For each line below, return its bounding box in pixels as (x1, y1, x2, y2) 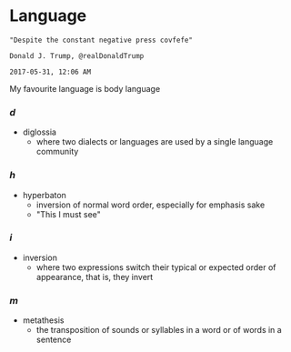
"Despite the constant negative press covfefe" (9, 35, 194, 45)
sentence (35, 334, 72, 346)
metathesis (22, 315, 65, 326)
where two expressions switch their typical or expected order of (35, 261, 276, 273)
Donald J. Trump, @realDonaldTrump (9, 51, 145, 60)
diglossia (22, 126, 57, 137)
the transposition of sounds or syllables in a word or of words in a (35, 325, 282, 336)
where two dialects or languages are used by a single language (35, 136, 274, 147)
